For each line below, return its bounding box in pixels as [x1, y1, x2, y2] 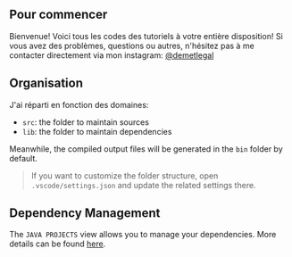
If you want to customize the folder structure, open [30, 170, 219, 181]
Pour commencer [9, 7, 108, 22]
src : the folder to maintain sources [21, 116, 150, 128]
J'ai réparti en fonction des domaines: [9, 99, 149, 110]
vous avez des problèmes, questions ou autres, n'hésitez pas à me [9, 40, 254, 51]
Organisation [9, 76, 83, 91]
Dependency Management [9, 205, 161, 221]
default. [9, 153, 38, 163]
